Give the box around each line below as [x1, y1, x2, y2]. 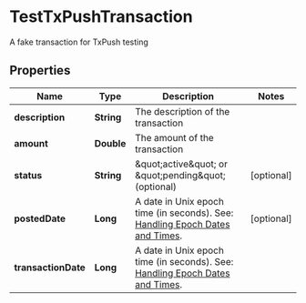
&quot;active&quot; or [135, 157, 228, 170]
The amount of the [135, 131, 214, 144]
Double [94, 136, 127, 149]
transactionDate [14, 261, 87, 274]
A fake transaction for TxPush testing [9, 36, 148, 47]
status [14, 168, 43, 181]
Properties [9, 63, 71, 78]
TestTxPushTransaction [9, 6, 193, 27]
